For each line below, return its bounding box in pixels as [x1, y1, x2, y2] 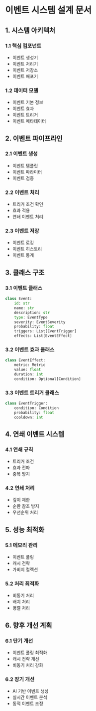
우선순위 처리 [12, 509, 38, 515]
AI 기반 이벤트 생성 [12, 688, 49, 694]
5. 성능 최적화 [5, 525, 45, 534]
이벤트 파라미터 [12, 168, 42, 175]
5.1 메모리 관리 [5, 541, 38, 548]
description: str [14, 310, 50, 315]
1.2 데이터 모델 [5, 87, 38, 94]
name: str [14, 305, 35, 310]
